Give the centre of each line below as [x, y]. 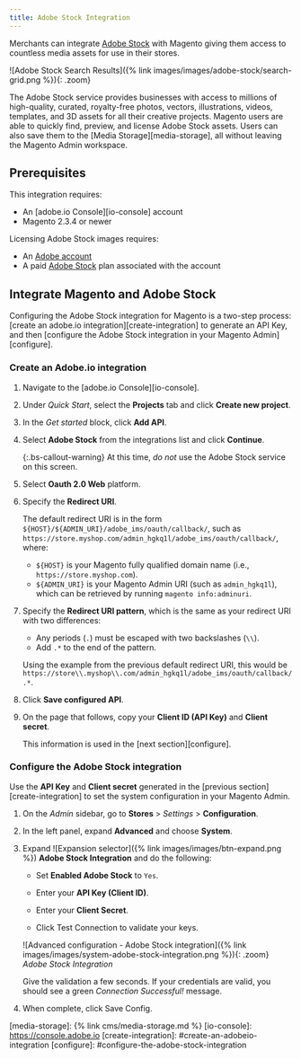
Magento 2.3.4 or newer [67, 222]
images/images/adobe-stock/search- [222, 70]
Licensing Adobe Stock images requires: [84, 239]
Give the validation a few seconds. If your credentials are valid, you [146, 981]
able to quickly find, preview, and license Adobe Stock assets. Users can [144, 126]
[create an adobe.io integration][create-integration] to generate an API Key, [148, 325]
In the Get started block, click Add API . [94, 422]
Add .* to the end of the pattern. [96, 647]
